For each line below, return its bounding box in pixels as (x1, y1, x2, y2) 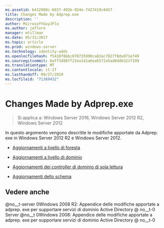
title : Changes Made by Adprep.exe (5, 12, 79, 17)
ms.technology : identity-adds (5, 49, 68, 54)
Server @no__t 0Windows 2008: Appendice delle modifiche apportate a (5, 212, 153, 218)
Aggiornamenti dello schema (12, 173, 72, 179)
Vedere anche (5, 188, 50, 197)
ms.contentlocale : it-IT (5, 68, 57, 73)
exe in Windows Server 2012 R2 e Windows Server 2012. (5, 135, 122, 141)
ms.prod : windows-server (5, 44, 57, 49)
